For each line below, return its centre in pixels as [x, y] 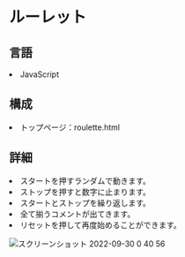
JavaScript [40, 74]
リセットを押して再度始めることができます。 [101, 224]
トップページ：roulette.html [70, 127]
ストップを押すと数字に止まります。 [86, 192]
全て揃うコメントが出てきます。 [78, 214]
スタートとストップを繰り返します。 [86, 202]
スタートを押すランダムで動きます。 [86, 180]
